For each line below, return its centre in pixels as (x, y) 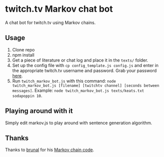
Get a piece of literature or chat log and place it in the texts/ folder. (80, 60)
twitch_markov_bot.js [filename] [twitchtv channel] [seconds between (86, 86)
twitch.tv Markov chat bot (59, 9)
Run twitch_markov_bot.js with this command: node (64, 81)
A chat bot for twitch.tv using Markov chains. (50, 22)
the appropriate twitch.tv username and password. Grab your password (84, 70)
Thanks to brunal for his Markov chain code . (50, 150)
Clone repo (23, 49)
